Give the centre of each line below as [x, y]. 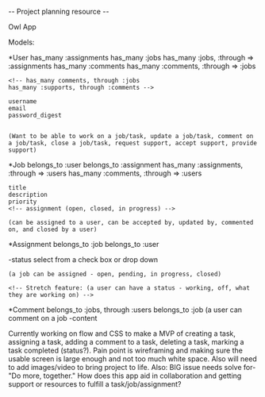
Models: [21, 42]
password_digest [35, 115]
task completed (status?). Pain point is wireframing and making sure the [126, 350]
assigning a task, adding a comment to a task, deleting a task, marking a [126, 342]
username [23, 102]
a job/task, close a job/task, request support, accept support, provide [133, 143]
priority [23, 202]
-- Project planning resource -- [59, 12]
